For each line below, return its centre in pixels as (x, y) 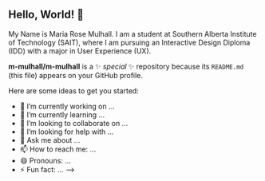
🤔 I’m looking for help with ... (67, 132)
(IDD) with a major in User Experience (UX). (80, 51)
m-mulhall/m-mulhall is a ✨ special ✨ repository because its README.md (126, 66)
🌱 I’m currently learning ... (62, 114)
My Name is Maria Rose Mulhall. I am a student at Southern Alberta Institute (132, 33)
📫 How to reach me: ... (58, 149)
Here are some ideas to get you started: (74, 90)
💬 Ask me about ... (50, 140)
